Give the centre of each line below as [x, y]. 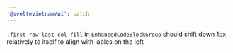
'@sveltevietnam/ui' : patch [48, 14]
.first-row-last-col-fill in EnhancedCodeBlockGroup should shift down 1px [116, 34]
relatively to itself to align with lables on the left [75, 41]
